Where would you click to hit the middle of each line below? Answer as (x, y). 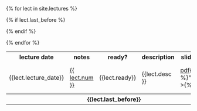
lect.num (81, 78)
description (158, 57)
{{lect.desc (157, 74)
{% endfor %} (23, 43)
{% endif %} (21, 31)
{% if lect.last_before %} (36, 20)
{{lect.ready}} (118, 78)
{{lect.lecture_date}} (37, 78)
